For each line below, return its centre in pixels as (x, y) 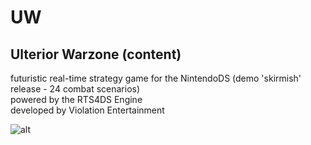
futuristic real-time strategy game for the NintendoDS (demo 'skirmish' (156, 78)
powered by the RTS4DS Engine (76, 99)
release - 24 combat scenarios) (75, 89)
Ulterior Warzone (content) (96, 54)
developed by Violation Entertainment (87, 110)
